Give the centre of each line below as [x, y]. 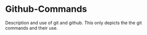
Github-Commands [46, 9]
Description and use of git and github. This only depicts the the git [73, 23]
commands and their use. [32, 28]
